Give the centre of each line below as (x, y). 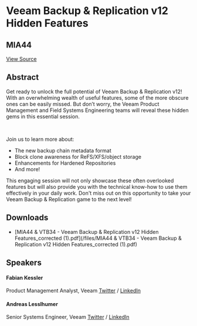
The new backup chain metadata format (63, 150)
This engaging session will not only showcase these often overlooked (90, 181)
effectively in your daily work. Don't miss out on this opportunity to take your (98, 193)
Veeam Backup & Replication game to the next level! (69, 199)
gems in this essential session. (43, 116)
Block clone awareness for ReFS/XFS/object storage (78, 157)
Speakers (24, 263)
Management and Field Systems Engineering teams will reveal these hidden (97, 110)
